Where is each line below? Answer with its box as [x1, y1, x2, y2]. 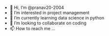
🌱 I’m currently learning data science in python [9, 15, 105, 20]
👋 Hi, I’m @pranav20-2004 [9, 5, 64, 10]
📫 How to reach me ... [9, 26, 55, 31]
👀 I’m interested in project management [9, 10, 90, 16]
